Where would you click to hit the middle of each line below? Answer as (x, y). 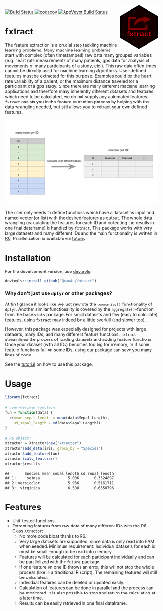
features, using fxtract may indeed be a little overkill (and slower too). (75, 320)
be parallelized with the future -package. (60, 562)
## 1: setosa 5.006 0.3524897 (59, 478)
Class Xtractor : (28, 531)
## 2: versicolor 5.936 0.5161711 (59, 483)
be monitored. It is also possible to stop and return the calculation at (87, 593)
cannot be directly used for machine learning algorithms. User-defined (76, 70)
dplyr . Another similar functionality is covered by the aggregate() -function (79, 309)
